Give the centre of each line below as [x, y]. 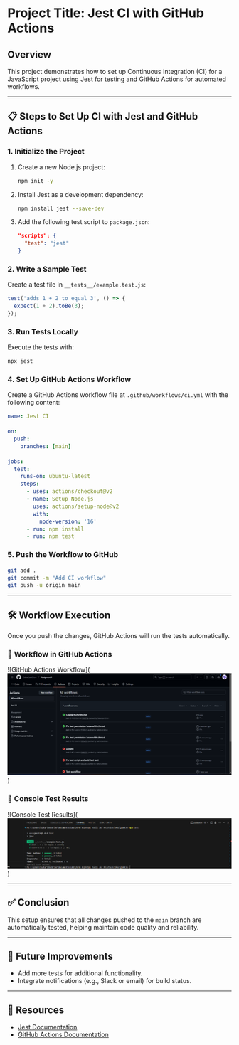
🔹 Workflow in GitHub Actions [60, 654]
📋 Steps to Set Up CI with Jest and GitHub [103, 116]
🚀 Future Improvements [60, 956]
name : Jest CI [28, 417]
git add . [22, 571]
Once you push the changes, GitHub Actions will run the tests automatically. [118, 636]
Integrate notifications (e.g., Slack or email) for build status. [105, 981]
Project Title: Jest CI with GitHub [106, 13]
